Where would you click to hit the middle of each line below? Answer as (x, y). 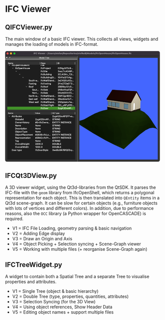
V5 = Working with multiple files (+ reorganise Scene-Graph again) (80, 249)
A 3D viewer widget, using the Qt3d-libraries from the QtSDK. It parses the (81, 187)
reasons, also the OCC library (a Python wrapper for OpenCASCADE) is (76, 214)
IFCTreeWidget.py (34, 265)
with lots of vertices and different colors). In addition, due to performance (79, 208)
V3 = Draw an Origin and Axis (42, 239)
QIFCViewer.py (29, 27)
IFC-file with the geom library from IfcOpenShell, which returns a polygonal (80, 193)
